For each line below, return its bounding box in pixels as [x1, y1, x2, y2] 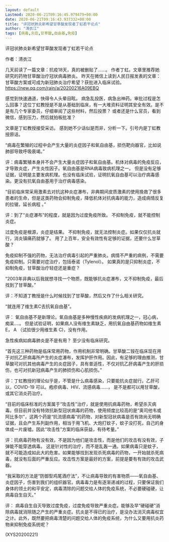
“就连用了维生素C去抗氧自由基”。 [5, 304, 74, 309]
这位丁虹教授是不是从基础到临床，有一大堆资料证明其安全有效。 [22, 102, 155, 107]
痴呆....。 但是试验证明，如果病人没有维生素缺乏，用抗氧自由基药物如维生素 [5, 321, 162, 326]
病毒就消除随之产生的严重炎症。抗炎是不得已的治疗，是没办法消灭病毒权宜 [9, 509, 164, 515]
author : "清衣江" [5, 26, 39, 31]
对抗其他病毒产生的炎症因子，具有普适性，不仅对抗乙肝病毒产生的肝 [18, 361, 159, 367]
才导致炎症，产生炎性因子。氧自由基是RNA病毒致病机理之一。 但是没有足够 [5, 165, 161, 171]
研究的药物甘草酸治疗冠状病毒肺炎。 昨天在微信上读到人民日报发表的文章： [5, 73, 161, 79]
